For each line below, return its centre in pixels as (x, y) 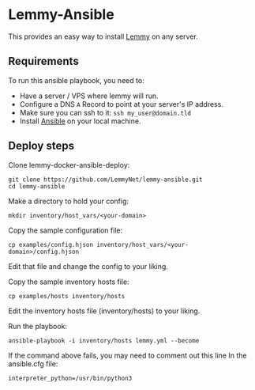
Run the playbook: (38, 326)
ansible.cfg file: (33, 363)
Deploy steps (41, 146)
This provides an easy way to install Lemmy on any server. (103, 36)
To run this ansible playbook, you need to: (76, 80)
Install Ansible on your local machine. (80, 121)
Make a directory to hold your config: (68, 201)
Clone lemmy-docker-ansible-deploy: (69, 165)
